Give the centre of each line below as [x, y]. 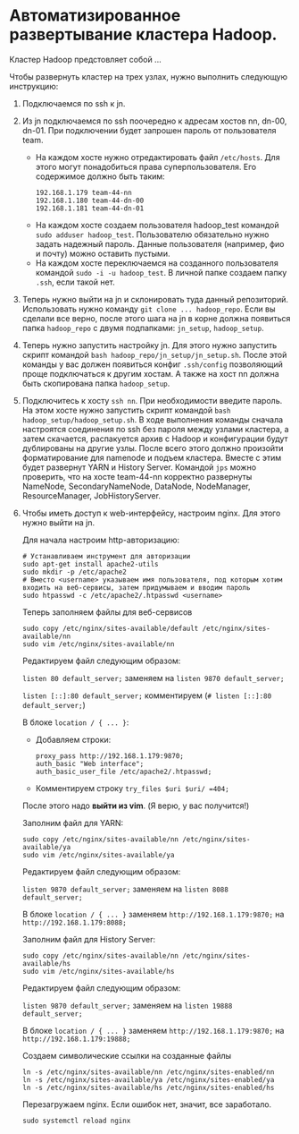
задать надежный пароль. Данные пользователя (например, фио [160, 243]
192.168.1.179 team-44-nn [83, 192]
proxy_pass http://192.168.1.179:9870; [110, 756]
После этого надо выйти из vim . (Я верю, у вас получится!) [136, 806]
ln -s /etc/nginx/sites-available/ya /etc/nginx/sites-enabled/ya [148, 1079]
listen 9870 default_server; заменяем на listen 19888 [127, 1005]
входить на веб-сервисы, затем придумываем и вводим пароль [136, 587]
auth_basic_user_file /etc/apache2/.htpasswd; [124, 772]
